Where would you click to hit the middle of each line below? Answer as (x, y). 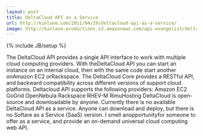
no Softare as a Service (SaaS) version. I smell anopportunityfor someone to (101, 115)
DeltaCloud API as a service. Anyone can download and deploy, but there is (100, 108)
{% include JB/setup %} (36, 46)
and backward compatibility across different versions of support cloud (94, 83)
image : (14, 29)
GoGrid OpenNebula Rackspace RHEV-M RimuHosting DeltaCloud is (91, 96)
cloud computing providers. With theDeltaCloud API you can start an (92, 64)
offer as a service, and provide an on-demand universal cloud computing (97, 122)
